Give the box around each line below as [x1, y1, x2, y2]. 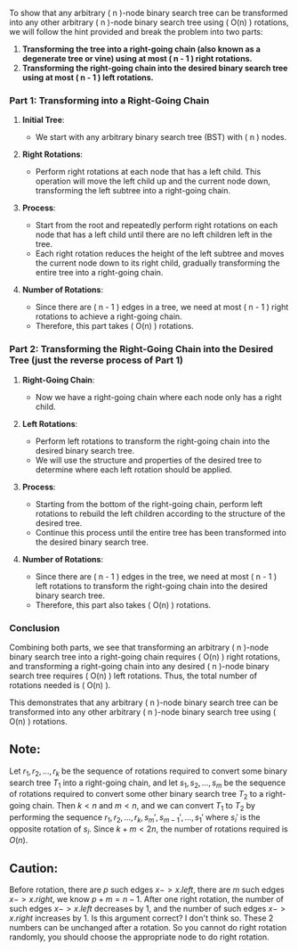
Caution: [9, 860, 59, 876]
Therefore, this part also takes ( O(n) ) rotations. [35, 599, 212, 610]
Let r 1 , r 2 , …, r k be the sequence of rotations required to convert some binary [9, 766, 287, 778]
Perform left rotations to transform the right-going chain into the [35, 436, 270, 447]
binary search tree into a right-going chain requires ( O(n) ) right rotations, [9, 651, 280, 662]
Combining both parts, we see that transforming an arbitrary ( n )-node [9, 642, 270, 652]
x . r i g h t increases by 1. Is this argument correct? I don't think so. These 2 [9, 913, 274, 923]
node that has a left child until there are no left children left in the [35, 229, 273, 240]
